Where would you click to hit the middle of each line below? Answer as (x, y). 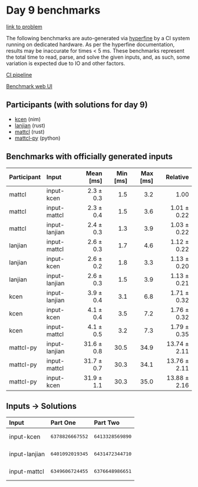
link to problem (24, 27)
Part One (63, 423)
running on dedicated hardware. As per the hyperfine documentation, (90, 44)
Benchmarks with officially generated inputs (89, 157)
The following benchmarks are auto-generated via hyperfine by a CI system (98, 38)
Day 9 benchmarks (53, 10)
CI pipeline (19, 75)
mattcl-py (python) (37, 138)
